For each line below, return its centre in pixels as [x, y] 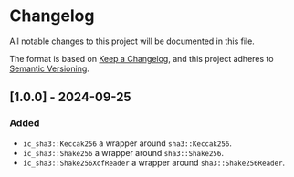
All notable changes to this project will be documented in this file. [132, 41]
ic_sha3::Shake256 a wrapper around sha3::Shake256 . [123, 152]
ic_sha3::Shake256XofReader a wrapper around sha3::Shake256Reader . [154, 162]
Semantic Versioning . [49, 68]
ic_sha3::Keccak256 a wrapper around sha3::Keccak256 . [127, 143]
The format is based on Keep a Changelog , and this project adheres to [142, 58]
